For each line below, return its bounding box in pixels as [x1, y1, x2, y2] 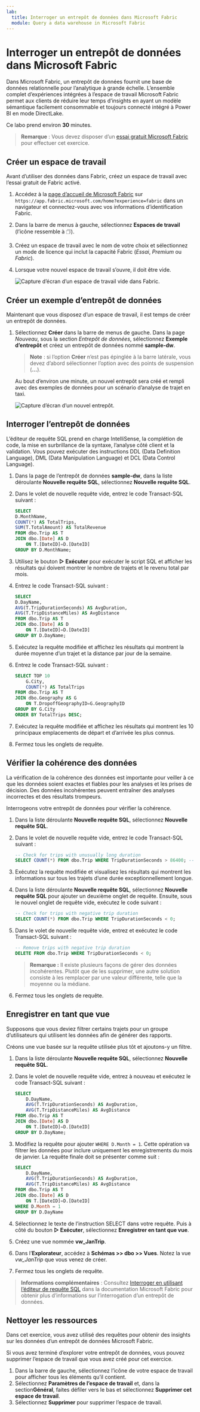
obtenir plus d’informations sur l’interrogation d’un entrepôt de [20, 1292, 174, 1299]
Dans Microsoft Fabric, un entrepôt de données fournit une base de [6, 78, 172, 86]
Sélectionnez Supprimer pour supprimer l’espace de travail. [14, 1399, 162, 1406]
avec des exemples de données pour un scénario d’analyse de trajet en [14, 384, 190, 391]
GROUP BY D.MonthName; [14, 547, 72, 553]
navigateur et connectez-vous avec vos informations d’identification [14, 203, 183, 211]
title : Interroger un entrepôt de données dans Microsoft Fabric [11, 14, 178, 20]
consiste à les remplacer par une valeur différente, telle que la [29, 973, 182, 981]
